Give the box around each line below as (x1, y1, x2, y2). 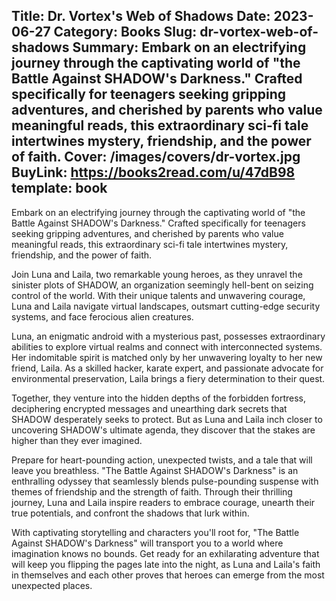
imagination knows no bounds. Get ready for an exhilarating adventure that (11, 547, 320, 559)
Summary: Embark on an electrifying (72, 39, 307, 56)
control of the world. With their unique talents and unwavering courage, (11, 289, 306, 301)
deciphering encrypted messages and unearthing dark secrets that (11, 402, 288, 414)
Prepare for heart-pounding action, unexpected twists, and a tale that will (11, 454, 313, 466)
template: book (11, 180, 108, 197)
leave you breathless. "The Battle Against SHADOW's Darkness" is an (11, 464, 299, 476)
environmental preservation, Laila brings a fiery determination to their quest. (11, 372, 326, 384)
